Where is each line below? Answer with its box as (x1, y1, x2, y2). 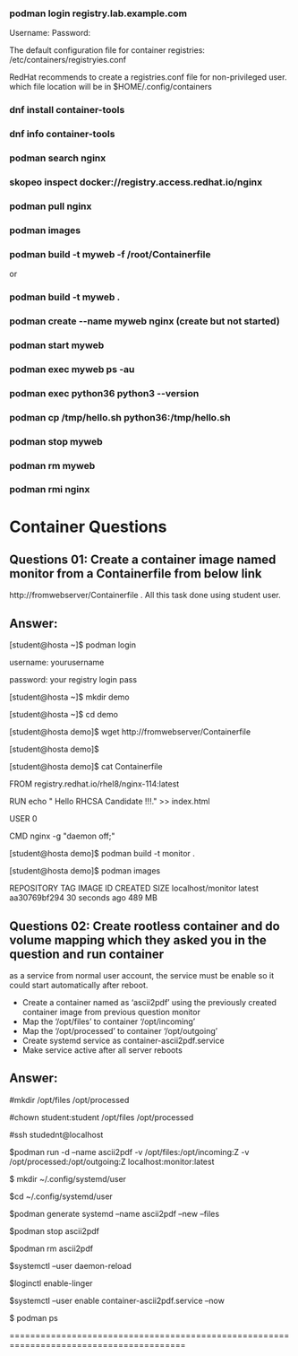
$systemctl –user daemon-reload (9, 1260, 132, 1271)
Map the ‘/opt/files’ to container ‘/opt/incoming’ (21, 1016, 195, 1027)
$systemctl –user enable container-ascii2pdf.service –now (9, 1295, 226, 1306)
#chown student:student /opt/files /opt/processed (9, 1111, 194, 1123)
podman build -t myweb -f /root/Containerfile (9, 248, 211, 260)
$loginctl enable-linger (9, 1277, 93, 1289)
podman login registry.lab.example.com (9, 7, 188, 20)
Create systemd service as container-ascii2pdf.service (21, 1035, 226, 1047)
